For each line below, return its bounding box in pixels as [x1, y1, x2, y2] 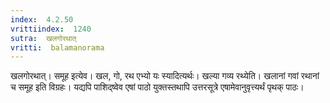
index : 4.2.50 [10, 14, 74, 25]
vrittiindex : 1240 [10, 24, 92, 34]
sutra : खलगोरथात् [10, 33, 77, 43]
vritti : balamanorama [10, 42, 105, 53]
